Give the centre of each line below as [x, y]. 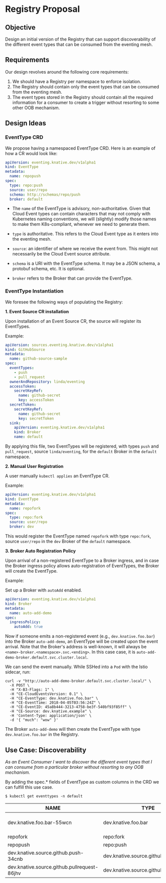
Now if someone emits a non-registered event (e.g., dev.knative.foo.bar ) [80, 636]
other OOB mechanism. [36, 108]
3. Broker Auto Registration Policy [41, 551]
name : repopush [25, 176]
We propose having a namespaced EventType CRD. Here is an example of [80, 148]
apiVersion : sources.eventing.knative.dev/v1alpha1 [59, 345]
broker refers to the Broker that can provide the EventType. [72, 278]
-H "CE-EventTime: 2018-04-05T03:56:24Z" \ [55, 703]
